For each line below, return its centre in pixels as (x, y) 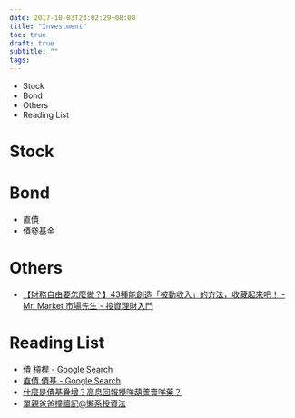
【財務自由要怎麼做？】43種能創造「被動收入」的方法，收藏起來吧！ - (154, 294)
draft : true (32, 43)
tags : (20, 60)
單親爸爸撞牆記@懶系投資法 (74, 403)
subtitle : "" (34, 52)
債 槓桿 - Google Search (68, 369)
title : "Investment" (49, 26)
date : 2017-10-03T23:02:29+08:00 (73, 18)
